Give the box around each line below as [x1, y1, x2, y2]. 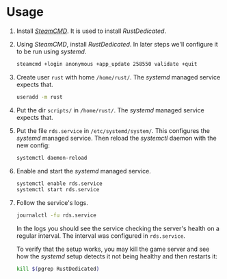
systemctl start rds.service [16, 186, 100, 193]
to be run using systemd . [16, 47, 87, 56]
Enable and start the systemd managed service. [16, 167, 151, 175]
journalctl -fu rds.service [16, 212, 96, 219]
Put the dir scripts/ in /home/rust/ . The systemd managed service [16, 106, 204, 114]
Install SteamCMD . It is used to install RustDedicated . [16, 27, 167, 35]
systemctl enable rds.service [16, 180, 103, 187]
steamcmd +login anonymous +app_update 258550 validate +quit [16, 60, 198, 67]
